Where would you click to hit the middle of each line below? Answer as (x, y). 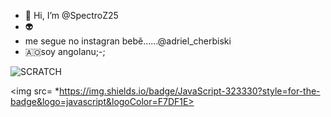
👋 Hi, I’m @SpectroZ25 (71, 15)
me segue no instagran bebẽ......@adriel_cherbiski (128, 41)
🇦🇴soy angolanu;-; (65, 51)
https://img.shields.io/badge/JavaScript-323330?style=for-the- (190, 91)
